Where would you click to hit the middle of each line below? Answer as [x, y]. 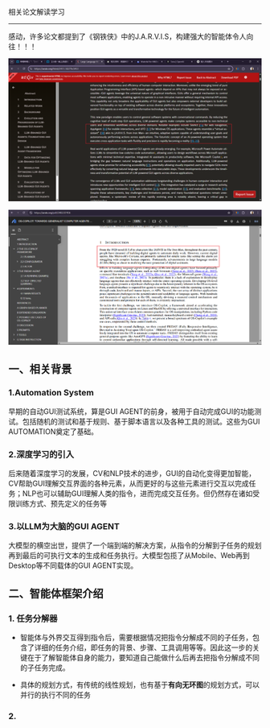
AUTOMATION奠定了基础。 [53, 431]
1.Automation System [51, 393]
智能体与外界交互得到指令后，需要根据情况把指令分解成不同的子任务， [136, 637]
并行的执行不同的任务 [55, 694]
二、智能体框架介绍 [56, 593]
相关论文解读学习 [37, 12]
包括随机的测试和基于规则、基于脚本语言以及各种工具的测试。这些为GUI [141, 421]
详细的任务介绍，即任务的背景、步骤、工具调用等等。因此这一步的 [143, 647]
